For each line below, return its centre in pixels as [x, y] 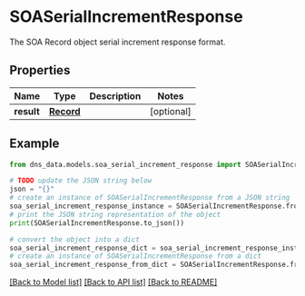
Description [115, 95]
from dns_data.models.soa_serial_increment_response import [126, 164]
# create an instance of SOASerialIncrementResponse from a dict [135, 256]
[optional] [171, 111]
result [27, 111]
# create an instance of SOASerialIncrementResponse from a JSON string [150, 198]
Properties [40, 70]
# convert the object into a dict [75, 239]
